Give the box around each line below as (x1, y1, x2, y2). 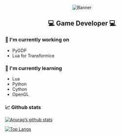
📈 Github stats (5, 104, 41, 111)
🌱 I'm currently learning (5, 65, 62, 72)
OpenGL (12, 91, 29, 97)
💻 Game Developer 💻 (48, 20, 116, 28)
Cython (12, 86, 27, 92)
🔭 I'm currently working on (5, 37, 69, 43)
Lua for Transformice (12, 53, 55, 59)
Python (12, 81, 27, 87)
